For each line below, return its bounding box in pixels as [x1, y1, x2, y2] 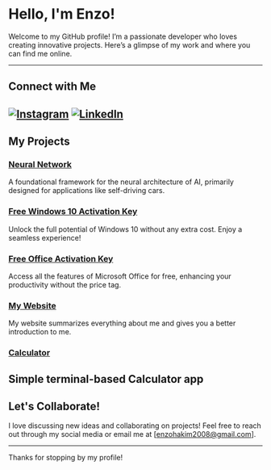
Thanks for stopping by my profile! [8, 453, 123, 463]
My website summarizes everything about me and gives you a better [8, 318, 236, 328]
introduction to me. [8, 327, 72, 337]
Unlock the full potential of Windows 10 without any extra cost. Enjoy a [8, 224, 243, 234]
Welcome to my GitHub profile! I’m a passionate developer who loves [8, 31, 238, 41]
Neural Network [8, 159, 73, 170]
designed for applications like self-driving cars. [8, 186, 165, 195]
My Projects [8, 135, 70, 149]
